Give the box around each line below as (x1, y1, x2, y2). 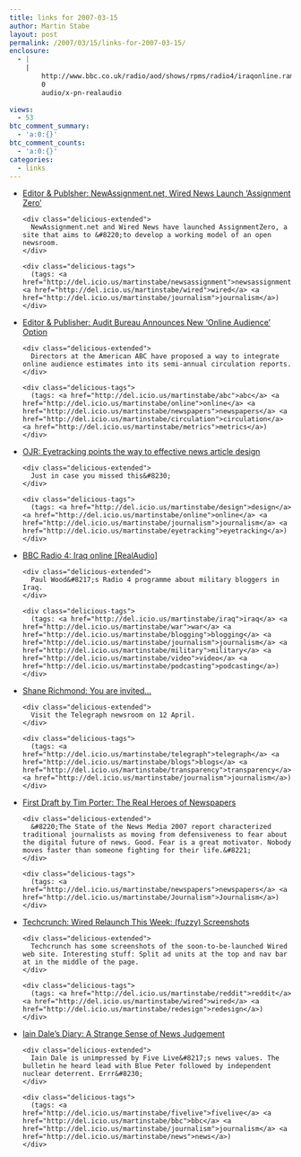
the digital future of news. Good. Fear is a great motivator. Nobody (21, 838, 292, 847)
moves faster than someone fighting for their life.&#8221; (21, 846, 252, 855)
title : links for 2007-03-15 (9, 13, 118, 22)
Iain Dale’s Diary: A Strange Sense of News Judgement (21, 1029, 226, 1039)
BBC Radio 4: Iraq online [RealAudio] (21, 550, 159, 561)
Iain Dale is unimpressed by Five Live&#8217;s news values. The (30, 1054, 279, 1063)
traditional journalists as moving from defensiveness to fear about (21, 830, 288, 840)
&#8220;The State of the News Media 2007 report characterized (30, 823, 271, 832)
